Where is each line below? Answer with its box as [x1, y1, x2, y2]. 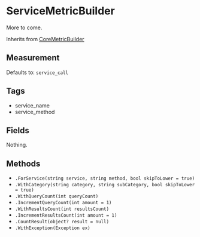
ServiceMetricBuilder [6, 4, 115, 18]
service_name [14, 101, 50, 109]
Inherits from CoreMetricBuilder [6, 35, 85, 42]
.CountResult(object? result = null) [14, 219, 110, 225]
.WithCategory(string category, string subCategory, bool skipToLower [14, 182, 195, 188]
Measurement [6, 53, 60, 63]
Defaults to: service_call [6, 69, 69, 76]
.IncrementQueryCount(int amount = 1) [14, 200, 112, 206]
